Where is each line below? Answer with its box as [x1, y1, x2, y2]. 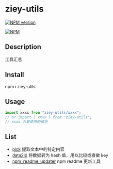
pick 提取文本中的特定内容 [12, 146, 65, 152]
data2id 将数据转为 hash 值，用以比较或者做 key [12, 152, 108, 158]
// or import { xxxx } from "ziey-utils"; [5, 115, 92, 120]
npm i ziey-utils [5, 83, 36, 89]
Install [5, 71, 24, 79]
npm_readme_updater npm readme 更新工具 [12, 158, 101, 164]
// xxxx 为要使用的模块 [5, 120, 48, 124]
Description [5, 43, 41, 51]
